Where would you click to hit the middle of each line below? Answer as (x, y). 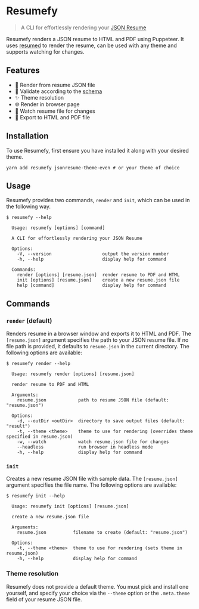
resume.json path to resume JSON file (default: (93, 400)
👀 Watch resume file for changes (55, 111)
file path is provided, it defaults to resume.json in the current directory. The (98, 347)
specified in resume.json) (40, 437)
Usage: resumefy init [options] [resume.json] (70, 506)
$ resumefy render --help (38, 364)
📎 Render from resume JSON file (55, 85)
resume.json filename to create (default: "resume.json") (102, 533)
